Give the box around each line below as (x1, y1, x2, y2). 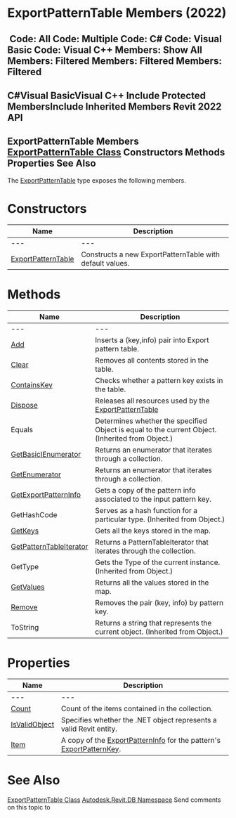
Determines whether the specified (94, 416, 207, 426)
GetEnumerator (11, 469, 62, 479)
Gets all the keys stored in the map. (94, 526, 211, 535)
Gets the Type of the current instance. (94, 557, 221, 567)
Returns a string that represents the (94, 618, 212, 628)
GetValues (11, 582, 45, 592)
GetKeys (11, 526, 39, 535)
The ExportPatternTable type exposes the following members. (7, 176, 186, 184)
